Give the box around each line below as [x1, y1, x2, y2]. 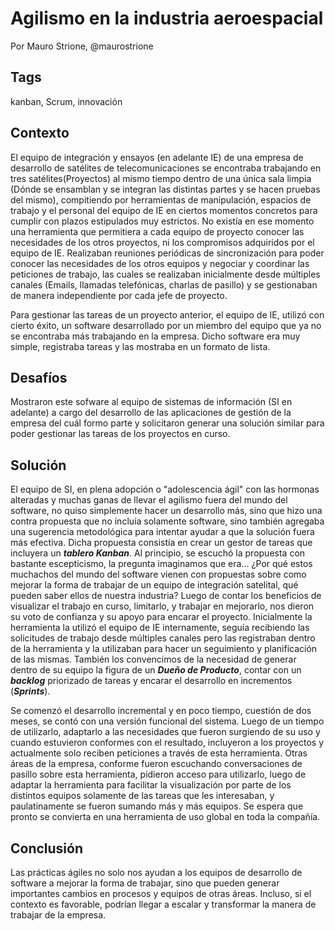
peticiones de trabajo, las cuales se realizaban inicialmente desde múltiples [10, 268, 321, 280]
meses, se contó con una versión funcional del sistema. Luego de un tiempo [10, 715, 325, 727]
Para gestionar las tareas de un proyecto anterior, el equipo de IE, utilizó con [10, 308, 325, 321]
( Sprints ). [10, 685, 51, 697]
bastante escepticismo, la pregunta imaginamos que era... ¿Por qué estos [10, 558, 313, 570]
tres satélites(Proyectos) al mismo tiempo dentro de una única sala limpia [10, 172, 312, 184]
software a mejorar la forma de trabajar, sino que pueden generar [10, 877, 280, 889]
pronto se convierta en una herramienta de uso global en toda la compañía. [10, 811, 321, 823]
